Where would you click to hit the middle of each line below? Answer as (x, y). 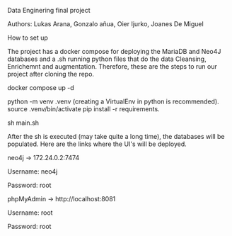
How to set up (28, 38)
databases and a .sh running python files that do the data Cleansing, (107, 59)
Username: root (30, 213)
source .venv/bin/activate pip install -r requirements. (84, 109)
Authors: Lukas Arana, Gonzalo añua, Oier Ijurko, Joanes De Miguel (105, 24)
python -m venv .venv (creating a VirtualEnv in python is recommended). (113, 101)
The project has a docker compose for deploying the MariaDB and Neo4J (114, 51)
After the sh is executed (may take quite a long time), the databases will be (116, 136)
